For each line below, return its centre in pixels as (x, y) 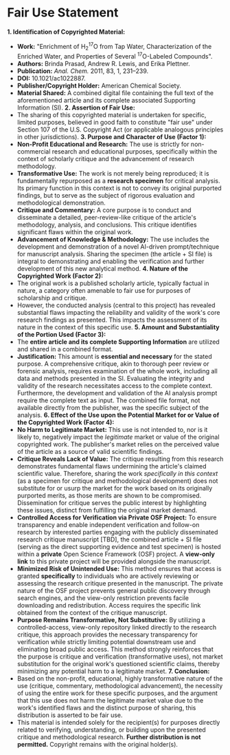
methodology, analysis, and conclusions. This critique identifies (107, 225)
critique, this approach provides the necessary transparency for (107, 634)
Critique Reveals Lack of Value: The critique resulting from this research (120, 459)
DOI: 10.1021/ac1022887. (51, 79)
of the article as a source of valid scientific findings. (90, 452)
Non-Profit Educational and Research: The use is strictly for (103, 144)
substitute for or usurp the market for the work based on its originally (115, 488)
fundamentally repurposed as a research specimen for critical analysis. (118, 181)
